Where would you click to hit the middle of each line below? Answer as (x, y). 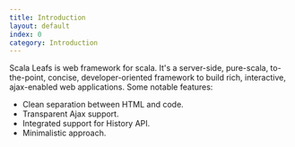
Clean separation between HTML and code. (103, 105)
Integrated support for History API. (86, 124)
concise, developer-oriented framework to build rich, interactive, (167, 78)
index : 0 (26, 34)
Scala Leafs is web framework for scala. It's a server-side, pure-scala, (139, 68)
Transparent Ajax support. (70, 114)
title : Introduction (48, 17)
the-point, (28, 78)
